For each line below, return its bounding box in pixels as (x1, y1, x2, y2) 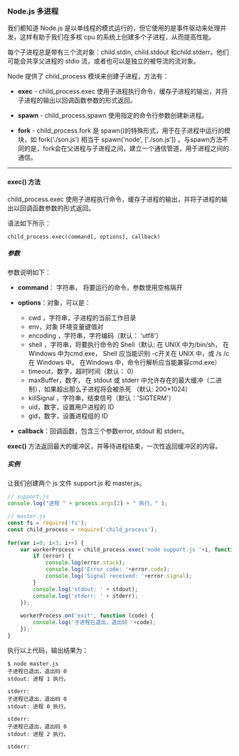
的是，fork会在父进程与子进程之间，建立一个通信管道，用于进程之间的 (23, 144, 230, 153)
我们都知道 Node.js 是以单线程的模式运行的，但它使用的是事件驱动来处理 (7, 24, 221, 33)
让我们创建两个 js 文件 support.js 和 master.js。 (7, 479, 146, 488)
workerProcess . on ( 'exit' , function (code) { (20, 612, 154, 620)
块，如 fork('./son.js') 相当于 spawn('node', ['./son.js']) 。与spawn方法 (17, 136, 223, 144)
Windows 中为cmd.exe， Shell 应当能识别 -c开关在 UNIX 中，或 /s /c (28, 349, 230, 358)
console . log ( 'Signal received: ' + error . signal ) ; (45, 573, 193, 580)
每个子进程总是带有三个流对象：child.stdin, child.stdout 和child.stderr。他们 (7, 48, 229, 56)
